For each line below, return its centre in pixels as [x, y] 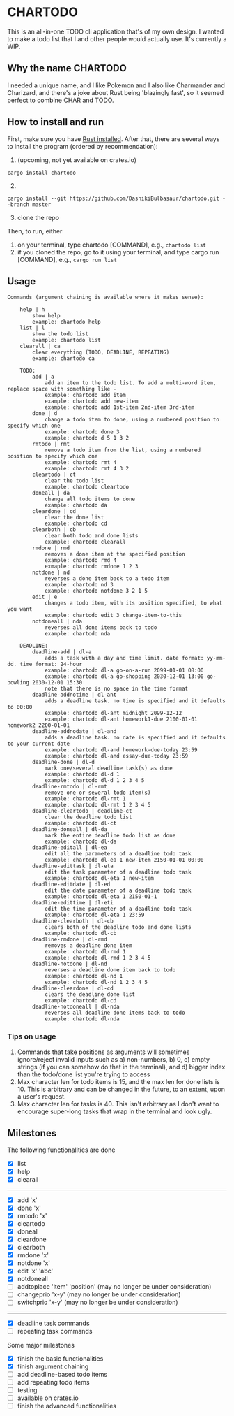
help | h [32, 310]
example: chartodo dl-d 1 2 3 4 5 [94, 781]
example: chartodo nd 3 [79, 585]
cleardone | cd [54, 512]
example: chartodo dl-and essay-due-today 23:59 [116, 756]
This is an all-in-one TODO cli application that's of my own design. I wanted [116, 31]
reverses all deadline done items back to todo [115, 1013]
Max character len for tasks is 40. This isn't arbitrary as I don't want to [118, 1104]
